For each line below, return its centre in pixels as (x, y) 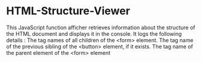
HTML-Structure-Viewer (68, 11)
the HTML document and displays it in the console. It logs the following (94, 33)
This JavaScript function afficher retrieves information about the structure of (101, 27)
